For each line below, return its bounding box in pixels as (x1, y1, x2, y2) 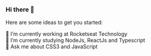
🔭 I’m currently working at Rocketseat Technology (5, 30, 128, 38)
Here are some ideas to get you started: (5, 19, 103, 26)
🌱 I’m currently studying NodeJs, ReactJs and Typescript (5, 37, 146, 44)
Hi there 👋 (5, 5, 35, 14)
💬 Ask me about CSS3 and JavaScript (5, 43, 98, 50)
